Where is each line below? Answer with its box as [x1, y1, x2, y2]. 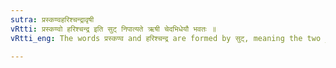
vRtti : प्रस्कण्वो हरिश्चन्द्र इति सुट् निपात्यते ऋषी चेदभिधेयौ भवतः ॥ [10, 24, 217, 34]
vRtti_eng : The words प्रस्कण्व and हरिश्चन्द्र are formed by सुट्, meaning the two [10, 33, 322, 43]
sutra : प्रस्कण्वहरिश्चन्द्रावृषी [10, 14, 95, 25]
